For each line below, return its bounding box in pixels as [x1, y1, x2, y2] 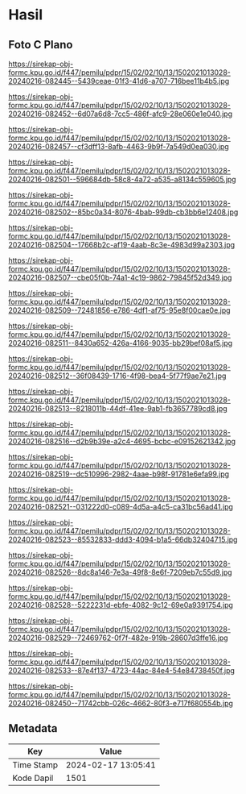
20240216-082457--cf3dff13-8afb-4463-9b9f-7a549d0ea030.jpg [8, 142, 229, 151]
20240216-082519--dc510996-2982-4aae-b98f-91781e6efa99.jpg [8, 469, 230, 479]
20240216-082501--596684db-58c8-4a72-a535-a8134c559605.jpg [8, 175, 236, 184]
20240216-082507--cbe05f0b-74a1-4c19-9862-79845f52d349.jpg [8, 272, 232, 282]
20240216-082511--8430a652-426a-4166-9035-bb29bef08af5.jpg [8, 339, 233, 347]
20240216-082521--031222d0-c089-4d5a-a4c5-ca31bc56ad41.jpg [8, 502, 233, 511]
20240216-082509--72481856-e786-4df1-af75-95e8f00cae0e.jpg [8, 306, 231, 315]
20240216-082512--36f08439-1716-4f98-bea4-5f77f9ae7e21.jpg [8, 371, 227, 380]
